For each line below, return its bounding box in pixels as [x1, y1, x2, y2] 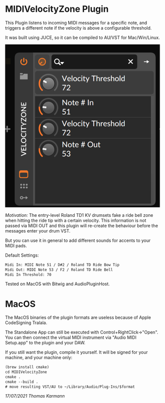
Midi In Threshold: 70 [5, 272, 52, 277]
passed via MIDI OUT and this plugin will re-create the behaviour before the [5, 223, 158, 229]
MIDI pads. [5, 243, 27, 249]
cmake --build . [5, 379, 38, 385]
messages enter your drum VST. [5, 228, 71, 234]
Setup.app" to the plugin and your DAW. [5, 340, 86, 346]
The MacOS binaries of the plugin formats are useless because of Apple [5, 314, 151, 321]
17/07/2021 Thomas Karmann [5, 393, 65, 399]
